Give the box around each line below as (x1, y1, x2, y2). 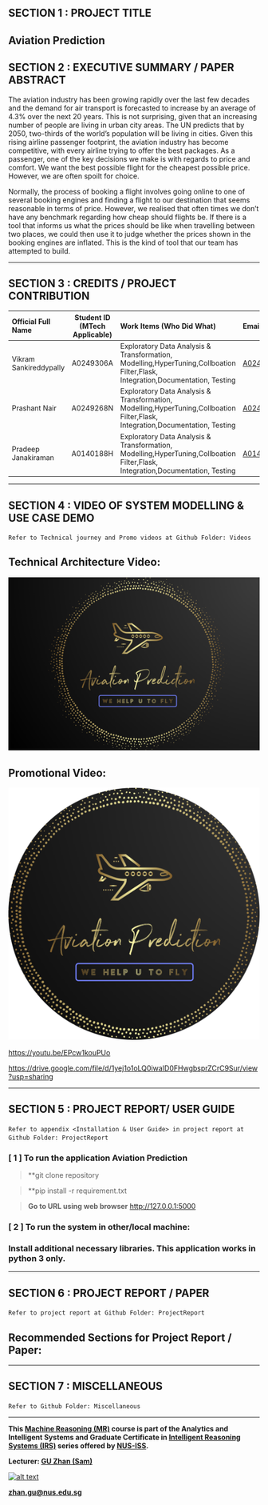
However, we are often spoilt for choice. (8, 171, 140, 181)
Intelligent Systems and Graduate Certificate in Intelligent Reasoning (8, 1432, 241, 1442)
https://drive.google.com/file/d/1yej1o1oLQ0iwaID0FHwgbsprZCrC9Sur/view (8, 1063, 258, 1073)
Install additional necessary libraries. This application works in (8, 1243, 257, 1255)
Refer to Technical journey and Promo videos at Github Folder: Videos (8, 534, 251, 542)
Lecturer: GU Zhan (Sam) (8, 1456, 93, 1466)
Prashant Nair (11, 403, 57, 413)
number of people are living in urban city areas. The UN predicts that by (8, 120, 245, 130)
